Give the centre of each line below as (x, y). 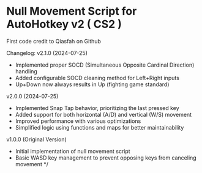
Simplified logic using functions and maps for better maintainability (99, 127)
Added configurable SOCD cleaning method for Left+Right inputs (97, 78)
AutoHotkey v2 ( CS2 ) (64, 24)
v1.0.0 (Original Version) (37, 139)
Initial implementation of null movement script (73, 151)
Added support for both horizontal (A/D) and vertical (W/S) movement (103, 114)
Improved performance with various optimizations (78, 121)
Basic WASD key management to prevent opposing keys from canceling (106, 158)
